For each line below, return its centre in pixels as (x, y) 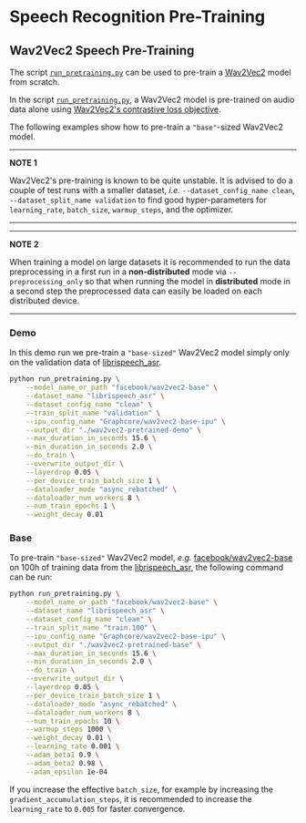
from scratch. (35, 82)
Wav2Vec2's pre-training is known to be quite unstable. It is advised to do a (151, 180)
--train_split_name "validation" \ (93, 413)
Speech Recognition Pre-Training (138, 17)
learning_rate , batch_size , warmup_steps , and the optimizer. (122, 210)
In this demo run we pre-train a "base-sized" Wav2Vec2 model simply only (149, 353)
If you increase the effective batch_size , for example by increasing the (141, 789)
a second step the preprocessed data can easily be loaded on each (136, 291)
